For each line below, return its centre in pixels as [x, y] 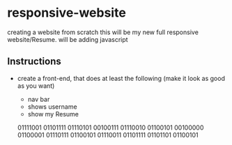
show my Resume [53, 114]
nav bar [39, 99]
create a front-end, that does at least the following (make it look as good [121, 78]
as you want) [36, 86]
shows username [53, 107]
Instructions [34, 62]
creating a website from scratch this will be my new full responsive [103, 32]
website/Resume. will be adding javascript [68, 39]
